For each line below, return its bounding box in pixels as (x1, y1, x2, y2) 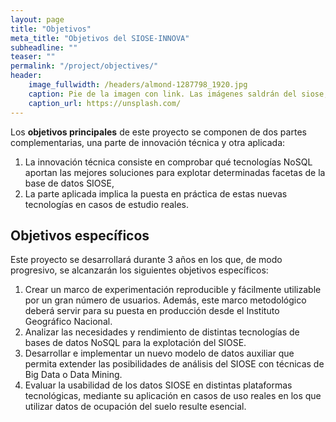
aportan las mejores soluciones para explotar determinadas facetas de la (24, 166, 326, 178)
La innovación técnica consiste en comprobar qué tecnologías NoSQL (24, 156, 313, 168)
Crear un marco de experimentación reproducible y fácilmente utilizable (24, 284, 322, 296)
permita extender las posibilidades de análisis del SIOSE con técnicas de (24, 358, 325, 370)
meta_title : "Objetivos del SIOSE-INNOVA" (10, 33, 190, 43)
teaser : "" (10, 52, 56, 62)
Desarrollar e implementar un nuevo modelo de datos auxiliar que (24, 347, 295, 360)
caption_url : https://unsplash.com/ (28, 98, 182, 108)
